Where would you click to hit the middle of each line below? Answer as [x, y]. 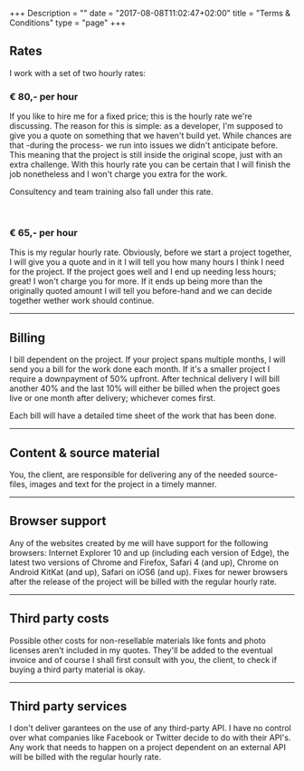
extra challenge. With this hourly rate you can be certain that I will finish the [150, 165]
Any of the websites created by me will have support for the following [139, 542]
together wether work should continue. [82, 301]
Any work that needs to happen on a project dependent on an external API [148, 747]
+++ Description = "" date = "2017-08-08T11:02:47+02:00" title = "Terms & [150, 13]
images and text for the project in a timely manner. [123, 484]
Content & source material [85, 453]
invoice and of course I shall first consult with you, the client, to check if [143, 659]
